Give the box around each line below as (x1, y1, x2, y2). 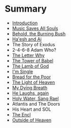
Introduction (12, 20, 38, 26)
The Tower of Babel (12, 57, 54, 63)
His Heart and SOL (12, 106, 51, 112)
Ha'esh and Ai (12, 36, 42, 42)
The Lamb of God (12, 63, 49, 69)
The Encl (12, 111, 31, 117)
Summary (5, 3, 47, 15)
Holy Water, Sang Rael (12, 95, 59, 102)
